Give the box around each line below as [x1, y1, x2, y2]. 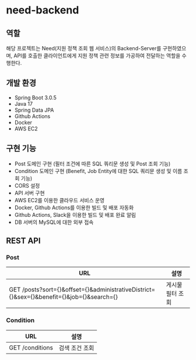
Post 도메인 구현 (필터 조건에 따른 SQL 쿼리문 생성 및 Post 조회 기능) [14, 160, 171, 167]
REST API [6, 236, 41, 246]
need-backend [6, 4, 79, 17]
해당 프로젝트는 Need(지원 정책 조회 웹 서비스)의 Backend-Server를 [6, 45, 162, 51]
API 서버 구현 [14, 189, 45, 196]
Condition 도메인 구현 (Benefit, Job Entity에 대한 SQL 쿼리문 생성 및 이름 [14, 167, 183, 174]
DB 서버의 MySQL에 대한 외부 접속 [14, 219, 94, 226]
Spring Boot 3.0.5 [14, 94, 57, 101]
